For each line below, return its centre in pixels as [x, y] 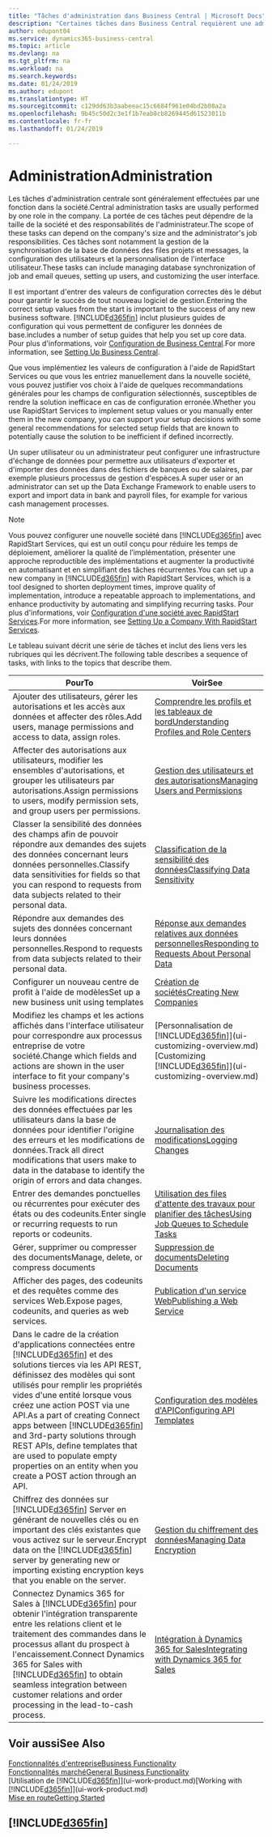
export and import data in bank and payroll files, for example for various [128, 495]
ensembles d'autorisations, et [69, 770]
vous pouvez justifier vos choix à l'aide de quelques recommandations [126, 385]
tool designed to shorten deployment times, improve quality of [112, 586]
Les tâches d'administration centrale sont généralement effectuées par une [134, 198]
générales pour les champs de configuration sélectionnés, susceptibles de [133, 393]
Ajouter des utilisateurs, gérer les [75, 696]
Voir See [207, 683]
